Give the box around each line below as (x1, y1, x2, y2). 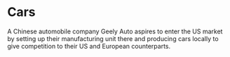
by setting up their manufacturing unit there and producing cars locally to (7, 34, 219, 42)
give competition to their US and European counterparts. (7, 42, 171, 50)
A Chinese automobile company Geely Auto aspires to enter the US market (7, 27, 223, 35)
